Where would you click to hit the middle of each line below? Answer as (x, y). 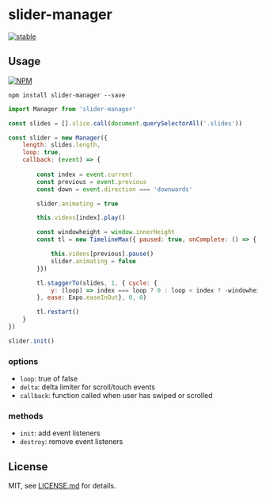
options (23, 361)
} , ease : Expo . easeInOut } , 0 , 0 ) (92, 298)
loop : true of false (48, 379)
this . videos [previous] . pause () (102, 254)
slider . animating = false (93, 261)
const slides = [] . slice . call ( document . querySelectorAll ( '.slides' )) (125, 123)
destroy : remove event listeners (71, 442)
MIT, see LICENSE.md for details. (62, 486)
